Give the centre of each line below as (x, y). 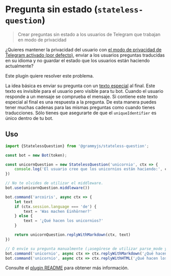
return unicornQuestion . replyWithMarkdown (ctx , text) (73, 235)
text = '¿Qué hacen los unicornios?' (63, 221)
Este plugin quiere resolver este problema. (50, 76)
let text (24, 202)
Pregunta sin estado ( (51, 9)
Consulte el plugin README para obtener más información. (67, 268)
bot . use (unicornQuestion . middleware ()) (48, 188)
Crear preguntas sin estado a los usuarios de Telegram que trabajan (89, 34)
